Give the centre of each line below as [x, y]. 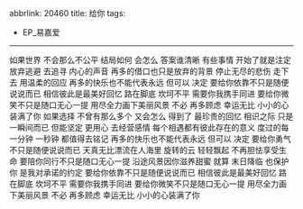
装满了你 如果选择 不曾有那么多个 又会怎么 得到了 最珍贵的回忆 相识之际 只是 [151, 116]
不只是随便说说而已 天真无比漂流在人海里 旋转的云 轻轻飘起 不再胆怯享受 [144, 150]
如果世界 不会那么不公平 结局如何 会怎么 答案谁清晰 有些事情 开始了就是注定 [150, 60]
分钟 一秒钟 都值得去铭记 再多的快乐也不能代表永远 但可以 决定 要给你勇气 [154, 139]
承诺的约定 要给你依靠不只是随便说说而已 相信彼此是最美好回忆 [160, 173]
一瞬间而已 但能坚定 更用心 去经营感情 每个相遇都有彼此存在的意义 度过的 [145, 127]
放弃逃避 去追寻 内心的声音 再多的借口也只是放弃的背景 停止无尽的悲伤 [140, 71]
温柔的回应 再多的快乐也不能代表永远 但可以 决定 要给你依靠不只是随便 [158, 82]
